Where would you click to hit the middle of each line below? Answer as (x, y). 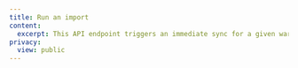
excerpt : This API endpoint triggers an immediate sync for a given (146, 34)
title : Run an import (49, 17)
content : (25, 26)
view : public (41, 50)
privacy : (25, 42)
